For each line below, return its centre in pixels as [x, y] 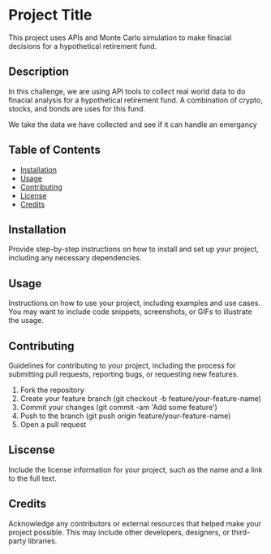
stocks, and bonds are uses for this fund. [77, 108]
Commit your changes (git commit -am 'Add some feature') [118, 407]
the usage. [26, 321]
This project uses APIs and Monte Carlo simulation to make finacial [120, 37]
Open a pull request [53, 424]
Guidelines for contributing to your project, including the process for [123, 365]
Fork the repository [52, 390]
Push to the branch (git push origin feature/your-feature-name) [125, 416]
